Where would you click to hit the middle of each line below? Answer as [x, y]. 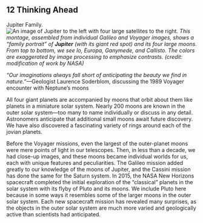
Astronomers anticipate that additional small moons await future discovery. [100, 119]
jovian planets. [24, 131]
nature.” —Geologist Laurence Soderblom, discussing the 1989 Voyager [95, 81]
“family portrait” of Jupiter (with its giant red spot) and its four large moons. [102, 44]
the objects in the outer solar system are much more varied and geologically [101, 208]
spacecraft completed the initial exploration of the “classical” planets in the [100, 182]
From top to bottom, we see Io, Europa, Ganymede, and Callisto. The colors [101, 50]
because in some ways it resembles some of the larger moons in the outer [99, 195]
